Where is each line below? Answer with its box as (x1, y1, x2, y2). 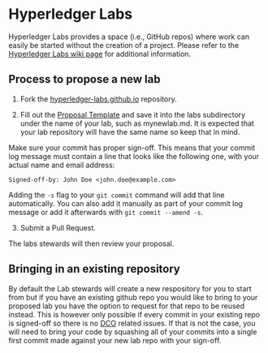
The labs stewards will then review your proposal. (8, 239, 175, 248)
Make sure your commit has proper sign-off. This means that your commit (8, 143, 256, 153)
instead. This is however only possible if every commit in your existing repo (8, 309, 261, 319)
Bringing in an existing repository (8, 262, 180, 276)
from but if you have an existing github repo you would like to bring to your (8, 292, 258, 302)
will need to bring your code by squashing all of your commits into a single (8, 326, 257, 337)
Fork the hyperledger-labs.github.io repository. (19, 94, 177, 104)
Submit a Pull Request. (19, 222, 96, 232)
